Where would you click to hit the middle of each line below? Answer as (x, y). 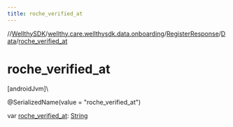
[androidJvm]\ (28, 89)
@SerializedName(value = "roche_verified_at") (74, 102)
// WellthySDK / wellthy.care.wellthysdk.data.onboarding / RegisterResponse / (114, 33)
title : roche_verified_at (45, 14)
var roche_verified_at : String (48, 115)
